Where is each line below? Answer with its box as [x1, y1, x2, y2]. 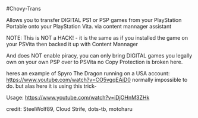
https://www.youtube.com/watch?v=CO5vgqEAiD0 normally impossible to [6, 76, 188, 83]
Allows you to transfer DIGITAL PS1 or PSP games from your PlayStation [6, 17, 182, 23]
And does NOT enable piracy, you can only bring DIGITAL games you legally [6, 52, 193, 59]
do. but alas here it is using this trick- [6, 82, 97, 90]
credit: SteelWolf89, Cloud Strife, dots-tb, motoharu [6, 106, 133, 112]
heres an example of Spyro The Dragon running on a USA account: [6, 70, 170, 76]
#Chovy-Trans [6, 5, 42, 12]
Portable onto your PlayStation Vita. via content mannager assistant [6, 23, 172, 30]
